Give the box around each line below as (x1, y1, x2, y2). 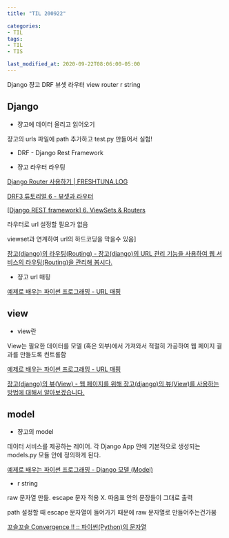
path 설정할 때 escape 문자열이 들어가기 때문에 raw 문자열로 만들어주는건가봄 (7, 508, 217, 517)
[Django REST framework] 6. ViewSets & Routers (7, 206, 146, 214)
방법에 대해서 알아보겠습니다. (7, 388, 85, 397)
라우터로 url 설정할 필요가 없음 (7, 220, 88, 228)
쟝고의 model (17, 428, 54, 436)
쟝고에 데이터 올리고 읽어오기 (17, 120, 95, 128)
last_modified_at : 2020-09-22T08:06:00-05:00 (7, 61, 140, 68)
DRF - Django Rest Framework (17, 148, 103, 157)
